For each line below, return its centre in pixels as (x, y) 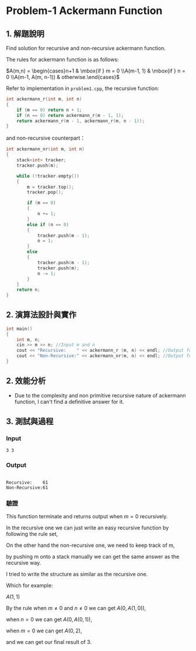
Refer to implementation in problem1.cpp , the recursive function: (83, 88)
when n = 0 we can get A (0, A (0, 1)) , (49, 619)
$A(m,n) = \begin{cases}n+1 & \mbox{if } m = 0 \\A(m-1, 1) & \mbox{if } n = (96, 71)
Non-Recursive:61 (27, 487)
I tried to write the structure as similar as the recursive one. (77, 574)
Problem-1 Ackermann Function (84, 11)
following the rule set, (32, 534)
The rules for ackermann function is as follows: (62, 59)
